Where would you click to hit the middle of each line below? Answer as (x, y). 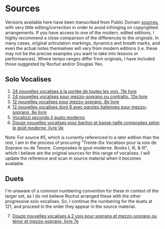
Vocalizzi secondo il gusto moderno (49, 117)
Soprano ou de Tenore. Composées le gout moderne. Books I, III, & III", (77, 147)
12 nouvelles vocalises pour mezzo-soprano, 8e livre (66, 102)
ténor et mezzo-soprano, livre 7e (45, 221)
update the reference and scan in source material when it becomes (73, 158)
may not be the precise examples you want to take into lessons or (72, 53)
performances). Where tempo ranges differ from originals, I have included (80, 58)
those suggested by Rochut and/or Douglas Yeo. (54, 64)
